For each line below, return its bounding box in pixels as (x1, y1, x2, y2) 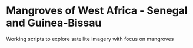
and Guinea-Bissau (6, 16, 102, 29)
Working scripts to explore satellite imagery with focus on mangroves (6, 35, 174, 42)
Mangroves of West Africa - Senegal (6, 4, 188, 17)
